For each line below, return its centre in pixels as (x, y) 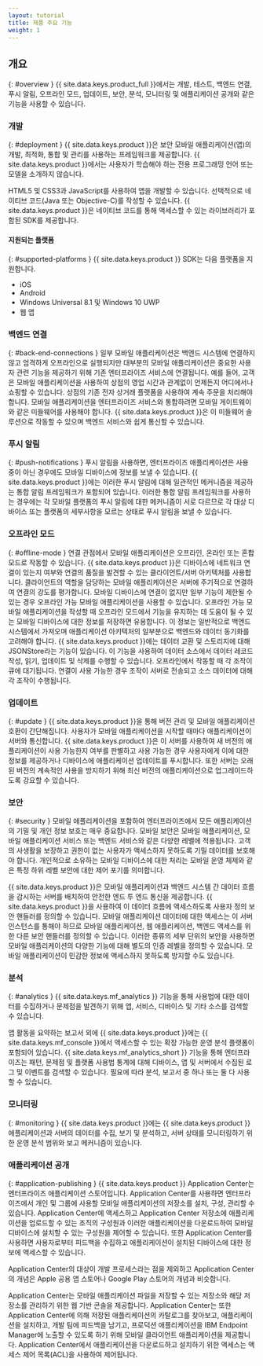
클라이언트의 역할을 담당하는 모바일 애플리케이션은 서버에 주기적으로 (129, 582)
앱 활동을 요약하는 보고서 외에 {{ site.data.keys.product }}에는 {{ (108, 1033)
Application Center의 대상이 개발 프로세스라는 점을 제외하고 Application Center (131, 1269)
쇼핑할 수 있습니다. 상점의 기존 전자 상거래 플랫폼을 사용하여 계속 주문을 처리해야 (131, 392)
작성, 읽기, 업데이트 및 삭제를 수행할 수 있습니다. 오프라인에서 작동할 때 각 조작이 (130, 660)
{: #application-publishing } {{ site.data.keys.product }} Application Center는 (131, 1184)
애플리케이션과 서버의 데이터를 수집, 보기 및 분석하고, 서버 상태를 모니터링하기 (126, 1133)
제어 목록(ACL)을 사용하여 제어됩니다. (80, 1355)
